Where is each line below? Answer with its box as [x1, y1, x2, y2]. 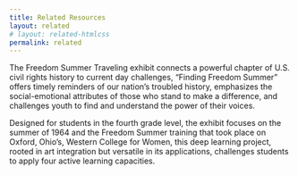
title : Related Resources [9, 12, 106, 22]
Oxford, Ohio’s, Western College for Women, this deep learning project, [9, 137, 272, 147]
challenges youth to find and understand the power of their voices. [9, 100, 255, 112]
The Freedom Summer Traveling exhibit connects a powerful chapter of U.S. [9, 62, 291, 73]
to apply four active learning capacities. [9, 155, 156, 166]
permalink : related [9, 37, 82, 47]
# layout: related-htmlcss [9, 29, 110, 38]
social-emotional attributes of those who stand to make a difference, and [9, 91, 278, 102]
